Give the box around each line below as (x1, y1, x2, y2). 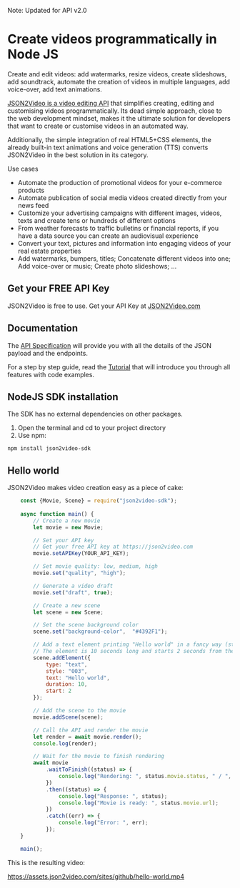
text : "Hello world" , (45, 674, 111, 682)
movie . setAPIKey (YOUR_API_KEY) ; (33, 550, 130, 557)
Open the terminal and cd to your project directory (17, 424, 166, 432)
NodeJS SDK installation (7, 391, 119, 403)
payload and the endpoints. (7, 349, 88, 357)
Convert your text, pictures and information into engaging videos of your (17, 239, 231, 247)
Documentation (7, 322, 79, 334)
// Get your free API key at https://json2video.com (33, 543, 194, 551)
